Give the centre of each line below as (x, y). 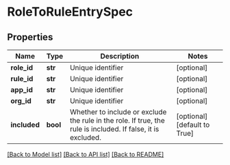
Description (120, 56)
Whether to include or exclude (118, 112)
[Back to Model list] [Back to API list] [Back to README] (86, 154)
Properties (30, 37)
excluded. (85, 137)
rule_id (22, 79)
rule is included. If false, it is (114, 129)
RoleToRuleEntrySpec (70, 12)
